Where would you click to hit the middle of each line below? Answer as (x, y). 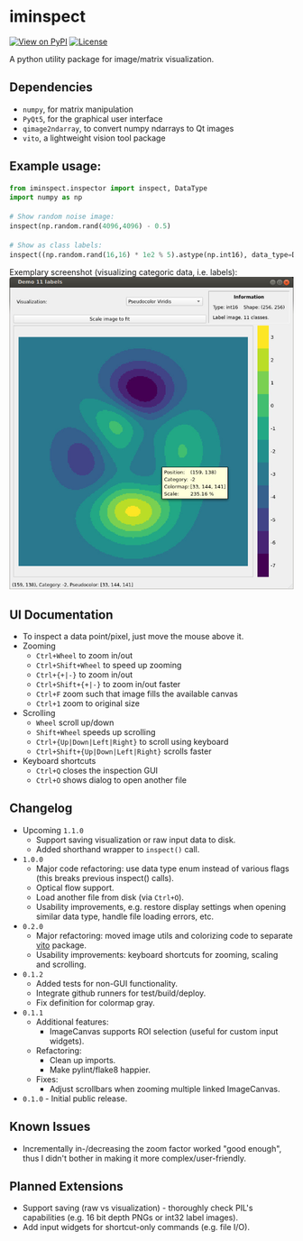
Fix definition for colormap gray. (95, 1002)
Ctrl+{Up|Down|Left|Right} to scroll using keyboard (132, 742)
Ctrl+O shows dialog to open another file (111, 780)
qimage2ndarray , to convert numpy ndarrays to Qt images (128, 128)
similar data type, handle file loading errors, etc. (125, 916)
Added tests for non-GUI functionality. (107, 983)
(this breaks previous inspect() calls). (105, 878)
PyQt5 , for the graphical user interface (92, 118)
